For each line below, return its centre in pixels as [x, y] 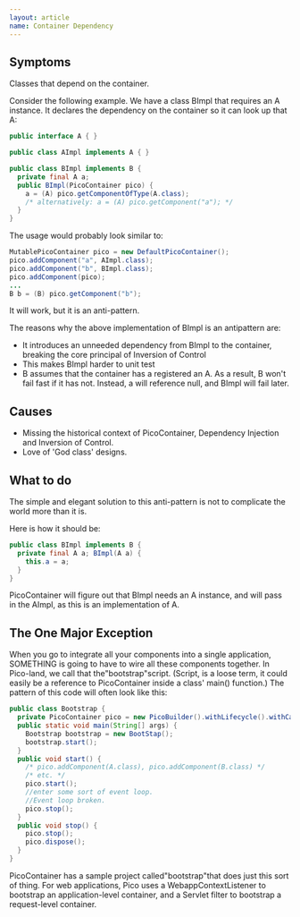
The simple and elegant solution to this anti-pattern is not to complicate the [147, 502]
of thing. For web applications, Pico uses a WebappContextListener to [137, 885]
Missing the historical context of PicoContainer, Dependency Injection [150, 433]
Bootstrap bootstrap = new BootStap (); [100, 734]
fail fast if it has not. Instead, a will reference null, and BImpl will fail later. [156, 383]
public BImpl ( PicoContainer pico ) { [85, 185]
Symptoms [40, 62]
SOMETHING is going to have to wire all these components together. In [140, 664]
